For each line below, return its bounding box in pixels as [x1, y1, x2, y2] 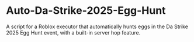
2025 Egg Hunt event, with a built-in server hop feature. [6, 29, 141, 36]
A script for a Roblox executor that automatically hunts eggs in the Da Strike [6, 23, 189, 30]
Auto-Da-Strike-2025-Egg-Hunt [6, 4, 166, 17]
